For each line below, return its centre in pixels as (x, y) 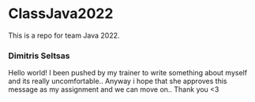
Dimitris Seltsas (39, 56)
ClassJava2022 (61, 14)
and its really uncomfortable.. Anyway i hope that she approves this (118, 81)
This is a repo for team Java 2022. (64, 35)
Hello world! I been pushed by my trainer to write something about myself (127, 73)
